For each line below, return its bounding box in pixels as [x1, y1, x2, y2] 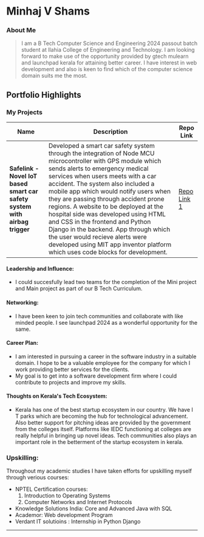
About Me [6, 26, 36, 35]
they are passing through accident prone [48, 195, 165, 203]
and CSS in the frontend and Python [48, 218, 151, 226]
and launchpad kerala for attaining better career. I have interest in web [21, 59, 197, 66]
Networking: [6, 299, 39, 306]
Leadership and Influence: [6, 265, 74, 272]
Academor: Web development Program [15, 511, 113, 519]
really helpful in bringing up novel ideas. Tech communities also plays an [15, 432, 197, 439]
